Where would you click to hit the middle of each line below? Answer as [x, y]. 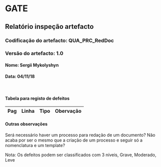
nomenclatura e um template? [35, 145]
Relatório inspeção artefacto [49, 27]
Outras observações [26, 124]
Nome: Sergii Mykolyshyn [32, 65]
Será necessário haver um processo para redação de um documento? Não [80, 135]
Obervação [68, 111]
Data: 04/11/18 [20, 76]
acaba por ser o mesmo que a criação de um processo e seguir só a [74, 140]
